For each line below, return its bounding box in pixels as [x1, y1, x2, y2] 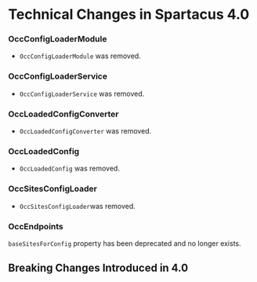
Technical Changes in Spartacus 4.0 [8, 5, 250, 24]
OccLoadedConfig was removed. [19, 163, 120, 174]
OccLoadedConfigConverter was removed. [19, 126, 152, 136]
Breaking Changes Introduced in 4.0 [8, 262, 189, 275]
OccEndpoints [8, 221, 64, 232]
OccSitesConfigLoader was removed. [19, 201, 136, 211]
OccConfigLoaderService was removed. [19, 89, 145, 98]
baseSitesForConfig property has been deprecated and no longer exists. [8, 238, 241, 248]
